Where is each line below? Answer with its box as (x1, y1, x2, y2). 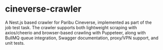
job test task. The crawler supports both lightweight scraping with (5, 24, 137, 30)
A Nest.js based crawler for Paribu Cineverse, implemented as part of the (5, 19, 152, 25)
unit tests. (5, 40, 25, 46)
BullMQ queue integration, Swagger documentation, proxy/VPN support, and (5, 35, 159, 41)
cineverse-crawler (5, 3, 82, 15)
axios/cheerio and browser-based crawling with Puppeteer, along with (5, 30, 146, 35)
